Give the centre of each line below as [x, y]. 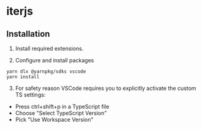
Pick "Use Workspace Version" [54, 120]
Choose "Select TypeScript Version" [61, 113]
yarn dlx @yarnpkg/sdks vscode [46, 72]
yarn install [23, 77]
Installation [28, 34]
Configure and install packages [54, 60]
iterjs [20, 11]
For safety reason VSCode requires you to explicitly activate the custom [106, 88]
